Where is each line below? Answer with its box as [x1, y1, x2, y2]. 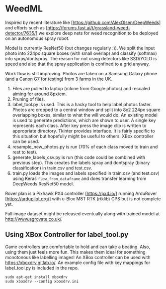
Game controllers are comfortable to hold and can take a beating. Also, [5, 244, 151, 250]
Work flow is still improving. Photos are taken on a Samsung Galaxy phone [5, 70, 158, 76]
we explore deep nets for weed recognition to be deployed [38, 30, 159, 36]
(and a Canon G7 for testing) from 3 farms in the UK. [5, 76, 113, 82]
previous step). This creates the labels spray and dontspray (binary [12, 159, 150, 165]
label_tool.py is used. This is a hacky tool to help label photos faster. [12, 101, 152, 107]
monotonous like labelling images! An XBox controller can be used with [5, 254, 151, 260]
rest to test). [12, 149, 38, 155]
